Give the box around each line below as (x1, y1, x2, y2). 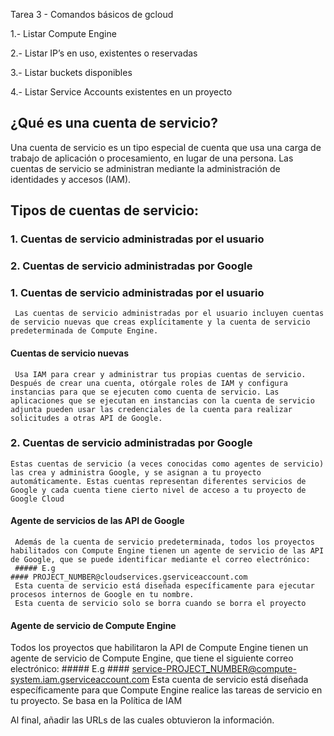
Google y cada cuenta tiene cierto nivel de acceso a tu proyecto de (10, 485, 307, 495)
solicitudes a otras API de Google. (10, 413, 163, 423)
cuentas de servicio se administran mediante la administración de (10, 162, 281, 174)
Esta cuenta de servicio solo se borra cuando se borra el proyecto (14, 599, 307, 609)
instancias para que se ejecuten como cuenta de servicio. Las (10, 387, 280, 397)
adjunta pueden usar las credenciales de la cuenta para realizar (10, 404, 293, 414)
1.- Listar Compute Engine (10, 28, 117, 39)
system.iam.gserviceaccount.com (10, 674, 150, 686)
